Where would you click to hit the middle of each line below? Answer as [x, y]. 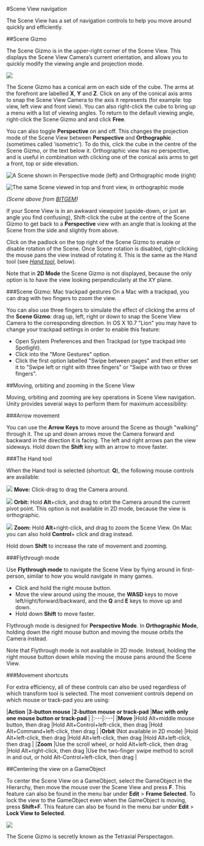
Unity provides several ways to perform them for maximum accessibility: [97, 404]
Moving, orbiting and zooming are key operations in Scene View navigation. [101, 397]
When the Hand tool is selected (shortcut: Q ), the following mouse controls [100, 470]
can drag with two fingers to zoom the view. [62, 298]
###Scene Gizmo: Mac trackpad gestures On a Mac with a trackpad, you [98, 292]
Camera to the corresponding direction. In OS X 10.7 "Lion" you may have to [101, 323]
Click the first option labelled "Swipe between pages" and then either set [107, 360]
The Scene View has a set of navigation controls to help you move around [99, 20]
